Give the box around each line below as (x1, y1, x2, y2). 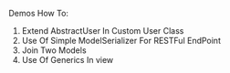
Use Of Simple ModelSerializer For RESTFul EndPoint (21, 36, 221, 46)
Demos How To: (8, 8, 69, 18)
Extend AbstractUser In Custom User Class (21, 26, 184, 36)
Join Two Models (21, 45, 88, 56)
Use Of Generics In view (21, 55, 114, 65)
